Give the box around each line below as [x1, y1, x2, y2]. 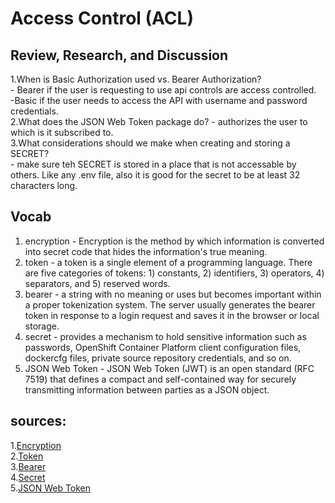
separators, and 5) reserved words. [24, 277, 171, 289]
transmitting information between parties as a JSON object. [24, 383, 270, 396]
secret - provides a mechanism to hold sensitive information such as [24, 330, 307, 342]
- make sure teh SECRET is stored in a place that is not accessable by [10, 158, 297, 170]
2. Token [10, 450, 44, 462]
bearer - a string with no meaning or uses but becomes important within [24, 288, 322, 300]
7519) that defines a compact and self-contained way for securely [24, 373, 297, 385]
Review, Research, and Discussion [10, 47, 229, 64]
